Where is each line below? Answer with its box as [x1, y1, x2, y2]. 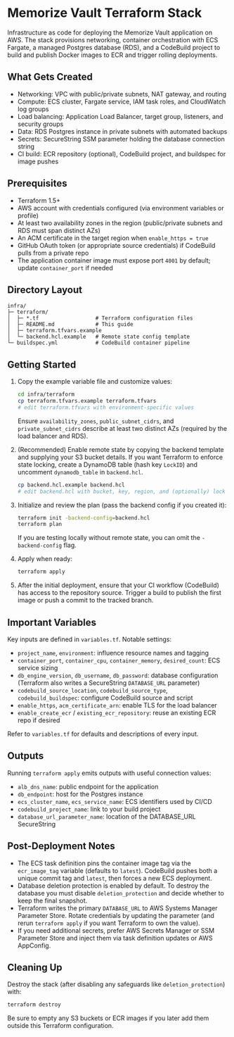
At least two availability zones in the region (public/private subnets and [17, 218, 223, 227]
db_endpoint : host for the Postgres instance [17, 790, 143, 798]
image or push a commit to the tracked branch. [17, 596, 154, 605]
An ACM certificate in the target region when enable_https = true [17, 234, 209, 242]
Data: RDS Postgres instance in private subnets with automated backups [17, 127, 228, 135]
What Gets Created [7, 71, 93, 83]
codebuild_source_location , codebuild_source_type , [17, 686, 169, 694]
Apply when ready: [17, 555, 72, 563]
